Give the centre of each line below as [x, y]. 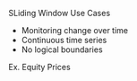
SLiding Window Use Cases [60, 13]
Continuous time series [64, 40]
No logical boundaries [62, 49]
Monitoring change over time [75, 30]
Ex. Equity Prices [39, 67]
